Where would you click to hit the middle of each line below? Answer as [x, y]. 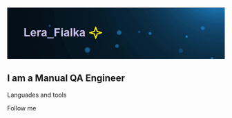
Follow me [22, 108]
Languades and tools [37, 95]
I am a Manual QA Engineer [66, 79]
